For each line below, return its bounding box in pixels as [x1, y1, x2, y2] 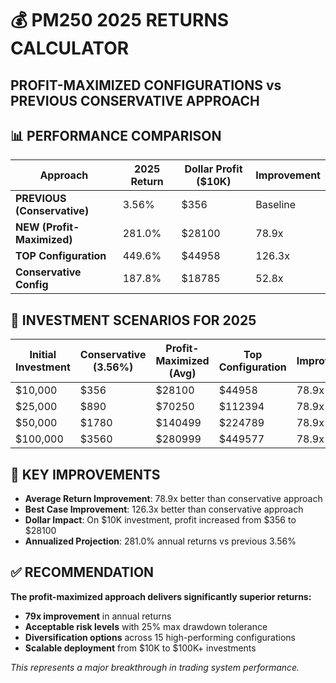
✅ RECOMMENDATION [10, 564, 155, 581]
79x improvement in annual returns [24, 610, 172, 622]
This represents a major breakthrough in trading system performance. [10, 661, 300, 673]
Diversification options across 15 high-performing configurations [24, 631, 296, 643]
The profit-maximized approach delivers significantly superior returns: [10, 590, 312, 602]
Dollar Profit [184, 162, 243, 176]
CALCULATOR [10, 37, 130, 60]
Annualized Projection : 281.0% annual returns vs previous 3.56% [24, 535, 297, 547]
